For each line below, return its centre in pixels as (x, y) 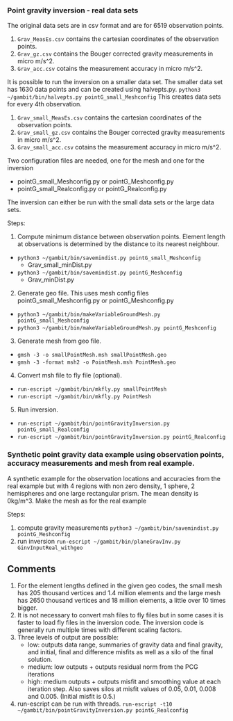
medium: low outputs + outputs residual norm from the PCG (113, 667)
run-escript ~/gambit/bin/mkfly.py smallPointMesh (92, 389)
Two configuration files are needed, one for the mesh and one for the (106, 161)
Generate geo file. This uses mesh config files (83, 293)
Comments (32, 569)
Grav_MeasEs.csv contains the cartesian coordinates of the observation (118, 39)
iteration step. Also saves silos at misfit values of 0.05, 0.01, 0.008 (122, 689)
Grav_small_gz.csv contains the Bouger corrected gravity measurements (121, 132)
